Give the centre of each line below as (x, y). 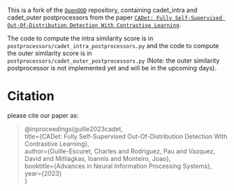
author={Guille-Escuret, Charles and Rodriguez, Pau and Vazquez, (120, 151)
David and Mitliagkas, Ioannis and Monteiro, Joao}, (97, 158)
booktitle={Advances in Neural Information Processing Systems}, (118, 166)
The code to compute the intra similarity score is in (80, 38)
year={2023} (43, 173)
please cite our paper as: (43, 115)
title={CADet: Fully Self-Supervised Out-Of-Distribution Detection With (126, 136)
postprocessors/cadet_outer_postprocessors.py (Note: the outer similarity (114, 61)
